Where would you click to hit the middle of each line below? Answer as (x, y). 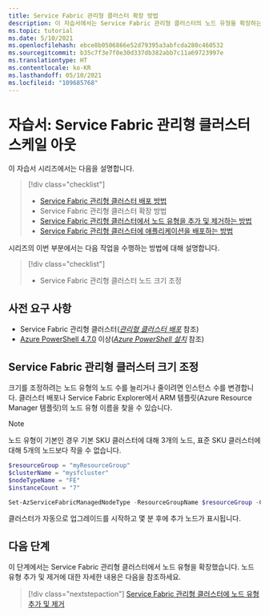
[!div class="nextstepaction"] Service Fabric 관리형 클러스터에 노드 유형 (144, 594)
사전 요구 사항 (40, 308)
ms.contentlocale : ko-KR (50, 68)
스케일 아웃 (42, 145)
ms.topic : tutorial (41, 30)
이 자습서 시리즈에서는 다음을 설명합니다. (71, 168)
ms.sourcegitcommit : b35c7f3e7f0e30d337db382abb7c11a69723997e (116, 53)
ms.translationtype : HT (48, 61)
